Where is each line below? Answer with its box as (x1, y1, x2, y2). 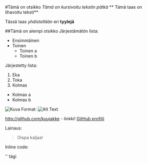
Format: (21, 107, 37, 112)
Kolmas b (12, 97, 31, 103)
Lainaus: (5, 125, 22, 131)
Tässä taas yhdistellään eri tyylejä (5, 19, 75, 24)
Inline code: (5, 144, 29, 150)
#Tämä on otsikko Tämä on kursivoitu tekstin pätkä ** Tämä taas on (5, 4, 143, 10)
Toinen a (19, 48, 37, 54)
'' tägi (5, 153, 17, 159)
